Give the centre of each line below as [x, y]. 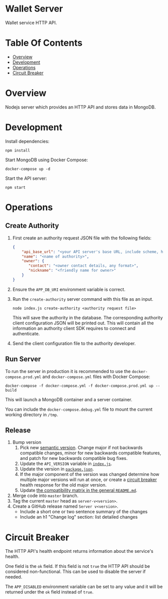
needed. [14, 577]
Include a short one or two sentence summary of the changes [84, 512]
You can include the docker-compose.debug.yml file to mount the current [79, 409]
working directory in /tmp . [32, 414]
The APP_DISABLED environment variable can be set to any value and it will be [84, 587]
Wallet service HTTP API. [31, 23]
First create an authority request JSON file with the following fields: [82, 238]
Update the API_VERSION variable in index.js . [66, 464]
